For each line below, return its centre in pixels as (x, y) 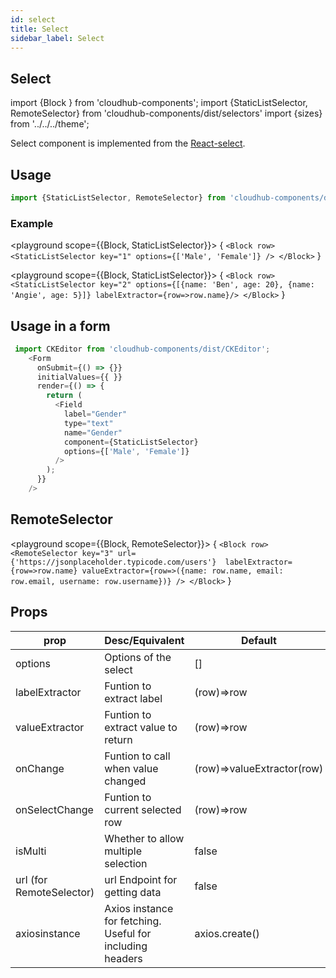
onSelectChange (54, 809)
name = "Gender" (93, 432)
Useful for (128, 933)
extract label (133, 698)
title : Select (40, 29)
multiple (123, 851)
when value (131, 768)
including (126, 946)
